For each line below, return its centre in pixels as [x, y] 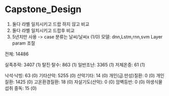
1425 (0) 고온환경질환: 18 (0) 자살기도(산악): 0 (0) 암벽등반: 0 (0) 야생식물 [89, 82]
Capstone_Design [43, 9]
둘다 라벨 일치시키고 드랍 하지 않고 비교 [51, 24]
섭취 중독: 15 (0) [21, 88]
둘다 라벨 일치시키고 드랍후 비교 [43, 30]
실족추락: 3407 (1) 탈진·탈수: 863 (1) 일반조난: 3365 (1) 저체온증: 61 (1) [75, 65]
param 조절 [24, 43]
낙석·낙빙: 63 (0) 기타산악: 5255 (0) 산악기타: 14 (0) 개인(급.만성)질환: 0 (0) [80, 75]
